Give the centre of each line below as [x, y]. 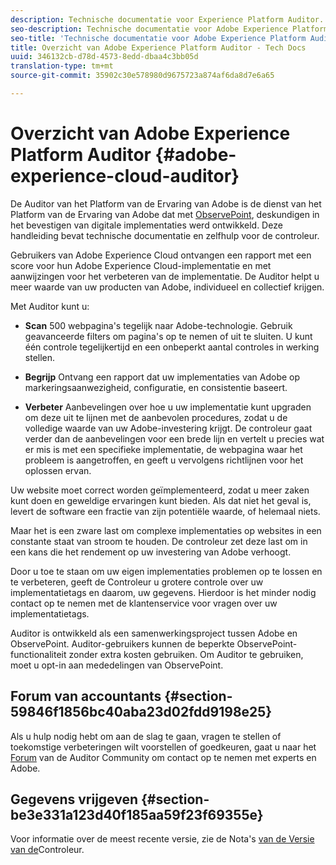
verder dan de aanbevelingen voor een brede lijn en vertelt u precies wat [174, 438]
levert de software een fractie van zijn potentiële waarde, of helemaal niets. [165, 511]
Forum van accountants [86, 696]
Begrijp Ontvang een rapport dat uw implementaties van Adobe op [162, 377]
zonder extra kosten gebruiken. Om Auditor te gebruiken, [186, 654]
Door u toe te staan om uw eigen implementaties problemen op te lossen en [166, 571]
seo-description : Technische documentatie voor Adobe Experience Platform [169, 29]
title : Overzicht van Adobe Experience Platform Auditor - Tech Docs [158, 47]
